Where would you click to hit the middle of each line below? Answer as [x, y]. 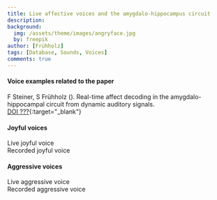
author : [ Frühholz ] [36, 46]
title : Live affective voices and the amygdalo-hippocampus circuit [109, 14]
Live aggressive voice [38, 182]
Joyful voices [27, 128]
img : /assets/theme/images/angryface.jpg [75, 33]
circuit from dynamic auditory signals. [100, 104]
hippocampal [26, 104]
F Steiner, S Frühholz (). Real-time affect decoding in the [88, 97]
